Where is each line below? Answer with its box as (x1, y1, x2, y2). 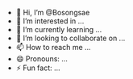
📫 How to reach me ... (15, 43, 91, 52)
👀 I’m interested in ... (15, 16, 85, 26)
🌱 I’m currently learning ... (15, 25, 102, 34)
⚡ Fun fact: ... (15, 63, 60, 73)
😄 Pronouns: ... (15, 54, 69, 64)
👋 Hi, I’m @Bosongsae (15, 8, 90, 17)
